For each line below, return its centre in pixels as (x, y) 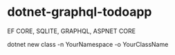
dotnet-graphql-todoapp (80, 12)
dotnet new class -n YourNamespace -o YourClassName (88, 44)
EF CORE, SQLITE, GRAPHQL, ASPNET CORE (72, 31)
